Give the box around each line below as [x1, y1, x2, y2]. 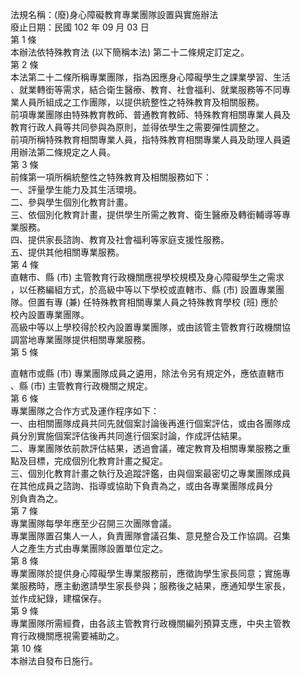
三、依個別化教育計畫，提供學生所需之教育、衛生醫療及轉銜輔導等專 [10, 209, 291, 220]
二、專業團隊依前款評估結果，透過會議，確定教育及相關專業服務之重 [10, 443, 291, 454]
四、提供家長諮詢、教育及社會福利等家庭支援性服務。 [10, 234, 230, 245]
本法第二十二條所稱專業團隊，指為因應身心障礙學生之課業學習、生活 [10, 71, 291, 83]
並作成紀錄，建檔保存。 [10, 593, 107, 604]
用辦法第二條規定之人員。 [10, 146, 116, 158]
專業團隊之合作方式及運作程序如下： [10, 405, 160, 417]
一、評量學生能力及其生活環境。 [10, 184, 142, 195]
